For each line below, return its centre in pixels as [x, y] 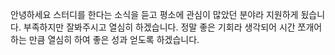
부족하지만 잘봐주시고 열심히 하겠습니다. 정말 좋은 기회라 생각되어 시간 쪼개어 [173, 27]
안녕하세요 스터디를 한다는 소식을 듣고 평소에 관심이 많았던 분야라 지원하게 [154, 14]
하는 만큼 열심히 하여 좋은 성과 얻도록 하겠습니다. [105, 39]
